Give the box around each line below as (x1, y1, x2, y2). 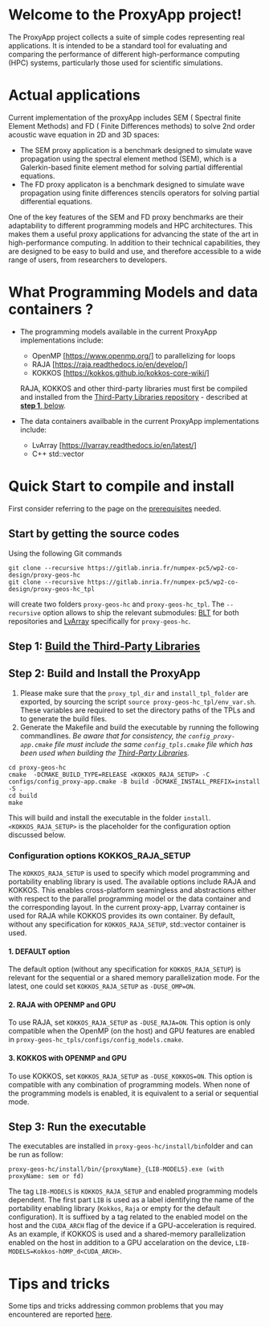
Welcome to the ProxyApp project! (8, 6, 243, 24)
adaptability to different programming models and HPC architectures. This (8, 220, 253, 230)
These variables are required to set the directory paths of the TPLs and (19, 705, 255, 715)
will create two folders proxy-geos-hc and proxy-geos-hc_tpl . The (8, 599, 225, 609)
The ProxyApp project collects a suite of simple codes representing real (8, 32, 245, 42)
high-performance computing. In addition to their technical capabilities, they (8, 237, 261, 247)
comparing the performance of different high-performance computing (8, 49, 240, 59)
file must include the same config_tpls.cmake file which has (55, 739, 253, 749)
